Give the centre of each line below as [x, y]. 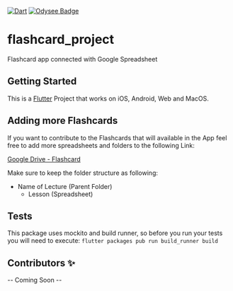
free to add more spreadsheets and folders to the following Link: [101, 145]
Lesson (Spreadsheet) [61, 194]
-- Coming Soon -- [35, 280]
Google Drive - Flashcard [44, 159]
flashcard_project [61, 40]
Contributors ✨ [41, 263]
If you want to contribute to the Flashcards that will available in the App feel [117, 137]
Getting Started [42, 81]
